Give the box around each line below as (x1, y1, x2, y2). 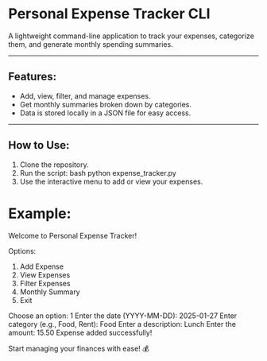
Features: (8, 70, 57, 83)
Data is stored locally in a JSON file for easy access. (19, 108, 192, 118)
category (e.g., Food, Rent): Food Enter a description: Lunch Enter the (8, 319, 237, 328)
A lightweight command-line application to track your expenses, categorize (8, 31, 254, 41)
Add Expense (19, 262, 64, 271)
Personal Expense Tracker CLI (8, 5, 211, 23)
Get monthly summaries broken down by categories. (19, 99, 192, 109)
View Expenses (19, 270, 71, 279)
